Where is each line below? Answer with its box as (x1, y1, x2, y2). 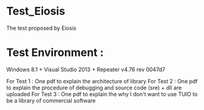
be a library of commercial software (6, 97, 96, 104)
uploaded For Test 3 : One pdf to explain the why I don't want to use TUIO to (6, 90, 198, 98)
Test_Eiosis (6, 4, 66, 18)
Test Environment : (6, 46, 104, 60)
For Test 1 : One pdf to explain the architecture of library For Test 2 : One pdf (6, 77, 198, 84)
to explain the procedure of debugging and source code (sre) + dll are (6, 84, 182, 91)
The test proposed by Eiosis (6, 24, 77, 32)
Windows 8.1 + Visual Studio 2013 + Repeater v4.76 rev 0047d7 (6, 66, 166, 73)
